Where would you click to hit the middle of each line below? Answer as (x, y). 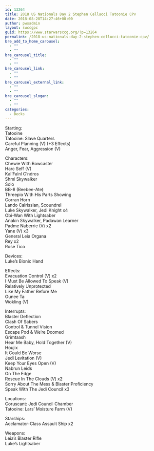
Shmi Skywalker (21, 179)
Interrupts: (16, 311)
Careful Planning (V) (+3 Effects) (38, 143)
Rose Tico (15, 246)
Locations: (16, 398)
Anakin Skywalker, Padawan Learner (42, 220)
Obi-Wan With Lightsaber (30, 215)
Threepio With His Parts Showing (38, 194)
